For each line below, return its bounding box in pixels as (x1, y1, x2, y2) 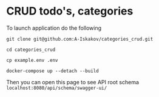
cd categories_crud (6, 47, 56, 53)
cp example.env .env (6, 57, 59, 63)
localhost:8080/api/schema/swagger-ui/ (6, 85, 107, 91)
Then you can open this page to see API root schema (6, 78, 140, 85)
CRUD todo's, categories (6, 4, 134, 18)
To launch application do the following (6, 24, 102, 32)
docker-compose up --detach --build (6, 68, 99, 74)
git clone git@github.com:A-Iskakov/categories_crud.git (6, 36, 154, 42)
